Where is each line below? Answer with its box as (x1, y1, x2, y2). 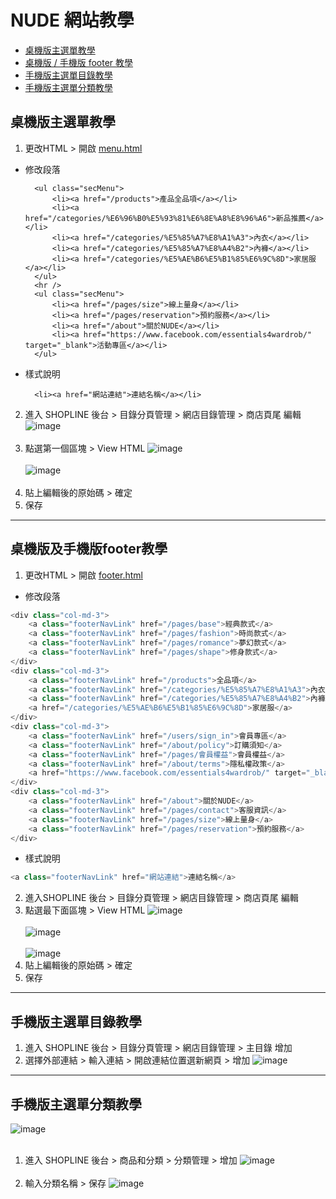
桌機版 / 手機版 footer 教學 (24, 56, 134, 68)
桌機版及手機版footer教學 (10, 541, 168, 558)
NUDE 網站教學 (10, 9, 135, 32)
